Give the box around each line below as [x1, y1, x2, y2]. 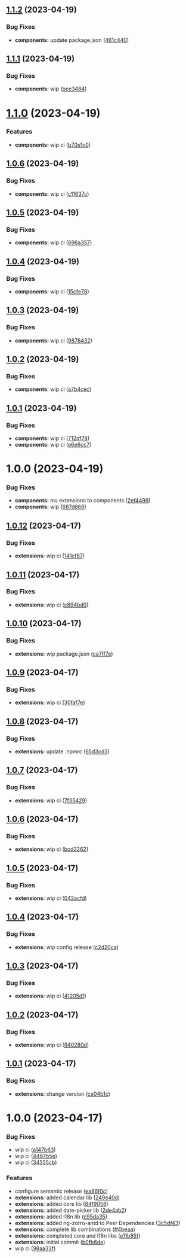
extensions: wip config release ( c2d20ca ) [14, 943, 119, 951]
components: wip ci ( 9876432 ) [14, 337, 92, 344]
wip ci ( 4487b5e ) [14, 1153, 58, 1160]
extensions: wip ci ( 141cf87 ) [14, 552, 85, 559]
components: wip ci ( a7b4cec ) [14, 386, 92, 393]
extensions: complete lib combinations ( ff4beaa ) [14, 1226, 135, 1233]
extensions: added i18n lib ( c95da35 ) [14, 1212, 107, 1220]
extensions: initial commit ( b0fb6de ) [14, 1238, 106, 1245]
